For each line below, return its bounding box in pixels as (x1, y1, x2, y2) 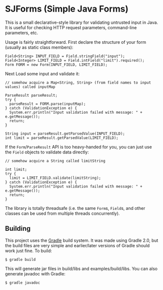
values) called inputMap (5, 84, 55, 89)
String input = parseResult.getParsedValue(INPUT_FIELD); (5, 131, 125, 136)
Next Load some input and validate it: (5, 70, 80, 76)
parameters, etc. (5, 30, 38, 35)
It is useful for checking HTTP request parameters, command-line (5, 24, 137, 30)
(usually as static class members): (5, 44, 73, 50)
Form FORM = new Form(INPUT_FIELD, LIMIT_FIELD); (5, 62, 108, 67)
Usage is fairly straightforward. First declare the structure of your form (5, 39, 146, 45)
